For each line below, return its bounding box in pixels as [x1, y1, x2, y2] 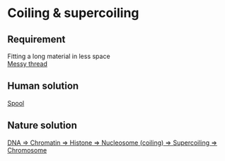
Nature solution [7, 119, 78, 132]
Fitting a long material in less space [7, 52, 111, 60]
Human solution [7, 80, 79, 92]
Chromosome [7, 145, 47, 154]
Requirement [7, 33, 66, 45]
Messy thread [7, 60, 48, 68]
